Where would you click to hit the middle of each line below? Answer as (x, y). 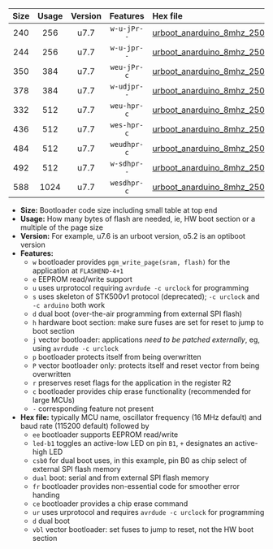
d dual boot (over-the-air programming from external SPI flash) (137, 313)
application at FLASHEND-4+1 (78, 270)
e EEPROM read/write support (82, 279)
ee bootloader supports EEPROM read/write (105, 434)
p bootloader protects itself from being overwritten (117, 357)
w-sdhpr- (127, 164)
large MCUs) (54, 400)
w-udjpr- (127, 86)
